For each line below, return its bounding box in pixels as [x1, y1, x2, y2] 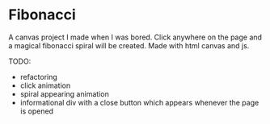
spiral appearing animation [19, 89, 109, 98]
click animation [19, 81, 71, 90]
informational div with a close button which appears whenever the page [19, 97, 259, 107]
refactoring [19, 72, 58, 81]
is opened [19, 106, 54, 116]
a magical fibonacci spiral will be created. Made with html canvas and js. [8, 40, 250, 50]
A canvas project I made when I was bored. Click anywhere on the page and [8, 32, 263, 42]
